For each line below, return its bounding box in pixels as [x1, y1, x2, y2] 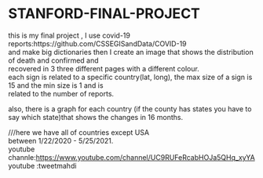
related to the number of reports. [8, 89, 115, 98]
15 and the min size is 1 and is [8, 80, 104, 90]
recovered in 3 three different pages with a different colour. [8, 64, 200, 73]
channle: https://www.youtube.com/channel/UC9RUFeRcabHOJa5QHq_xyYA [8, 152, 255, 162]
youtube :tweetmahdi [8, 161, 77, 170]
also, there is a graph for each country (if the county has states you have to [8, 104, 252, 114]
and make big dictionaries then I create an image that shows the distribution [8, 47, 254, 56]
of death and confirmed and [8, 56, 100, 65]
